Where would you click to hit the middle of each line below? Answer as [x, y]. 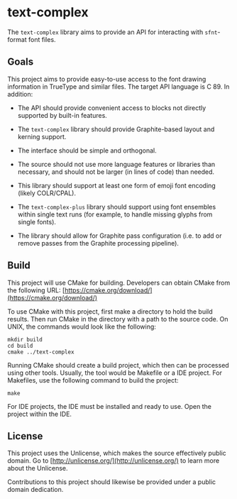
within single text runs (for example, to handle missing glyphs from [115, 214]
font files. [42, 39]
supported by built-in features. [62, 115]
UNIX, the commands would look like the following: [82, 327]
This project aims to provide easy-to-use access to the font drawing [107, 79]
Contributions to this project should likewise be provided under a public [112, 482]
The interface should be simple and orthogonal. [87, 150]
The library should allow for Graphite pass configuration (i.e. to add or [120, 236]
